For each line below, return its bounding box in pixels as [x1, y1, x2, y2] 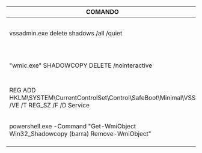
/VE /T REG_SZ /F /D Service [9, 101, 90, 109]
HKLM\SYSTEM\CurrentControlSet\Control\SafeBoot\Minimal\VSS [9, 94, 196, 101]
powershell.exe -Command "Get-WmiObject [9, 122, 136, 130]
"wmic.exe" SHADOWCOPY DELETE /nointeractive [9, 61, 152, 70]
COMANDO [86, 8, 119, 16]
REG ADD [9, 86, 36, 94]
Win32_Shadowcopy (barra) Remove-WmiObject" [9, 130, 151, 137]
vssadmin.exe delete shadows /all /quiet [9, 29, 123, 37]
